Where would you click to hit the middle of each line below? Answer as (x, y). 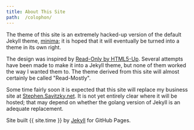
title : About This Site (36, 12)
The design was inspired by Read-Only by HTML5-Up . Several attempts (95, 59)
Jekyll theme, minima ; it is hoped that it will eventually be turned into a (93, 41)
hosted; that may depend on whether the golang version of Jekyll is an (93, 102)
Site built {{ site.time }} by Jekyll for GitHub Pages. (69, 120)
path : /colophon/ (29, 17)
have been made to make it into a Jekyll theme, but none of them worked (96, 65)
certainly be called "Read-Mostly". (48, 78)
